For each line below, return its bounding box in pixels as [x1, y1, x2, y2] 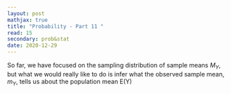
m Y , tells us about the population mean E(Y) [7, 77, 132, 87]
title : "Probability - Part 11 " [7, 23, 104, 30]
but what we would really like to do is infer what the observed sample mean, [7, 70, 225, 78]
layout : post [7, 10, 45, 17]
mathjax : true [7, 17, 49, 23]
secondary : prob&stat [7, 36, 70, 43]
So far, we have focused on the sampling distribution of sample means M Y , [7, 61, 221, 71]
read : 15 [7, 29, 33, 37]
